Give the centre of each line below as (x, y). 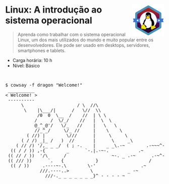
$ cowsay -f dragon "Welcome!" (44, 85)
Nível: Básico (26, 66)
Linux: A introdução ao (54, 10)
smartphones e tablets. (41, 50)
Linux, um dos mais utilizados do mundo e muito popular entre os (86, 40)
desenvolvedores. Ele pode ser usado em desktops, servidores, (84, 45)
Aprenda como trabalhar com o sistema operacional (72, 34)
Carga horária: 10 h (32, 60)
